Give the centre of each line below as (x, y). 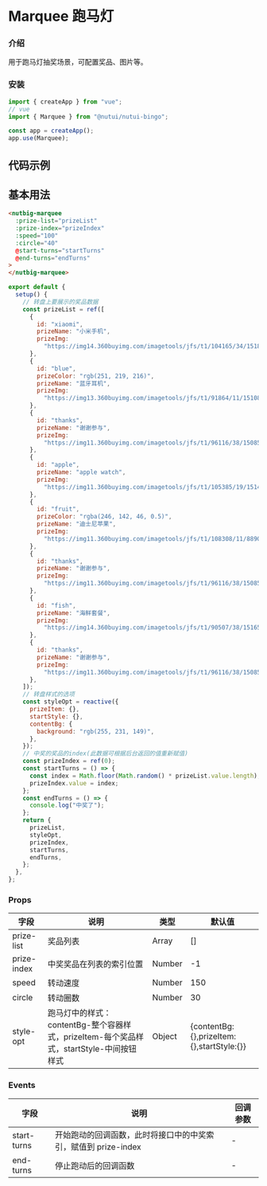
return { (37, 820)
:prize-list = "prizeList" (56, 221)
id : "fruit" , (58, 509)
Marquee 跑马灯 (61, 16)
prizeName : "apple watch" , (81, 472)
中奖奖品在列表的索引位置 (95, 965)
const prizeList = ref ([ (64, 309)
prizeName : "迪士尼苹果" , (77, 524)
